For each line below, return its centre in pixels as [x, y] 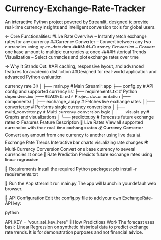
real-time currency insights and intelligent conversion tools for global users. [80, 27]
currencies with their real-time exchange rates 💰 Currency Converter [74, 128]
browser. [14, 188]
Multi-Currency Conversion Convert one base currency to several [70, 149]
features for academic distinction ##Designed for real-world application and [81, 71]
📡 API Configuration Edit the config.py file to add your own [63, 198]
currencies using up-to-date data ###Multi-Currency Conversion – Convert [80, 47]
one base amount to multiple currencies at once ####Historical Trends [75, 52]
